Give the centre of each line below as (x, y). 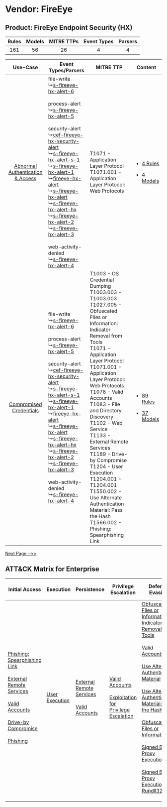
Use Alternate (106, 498)
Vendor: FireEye (39, 9)
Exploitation (123, 697)
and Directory (106, 410)
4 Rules (150, 164)
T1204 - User (106, 466)
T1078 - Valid (107, 392)
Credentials (26, 410)
